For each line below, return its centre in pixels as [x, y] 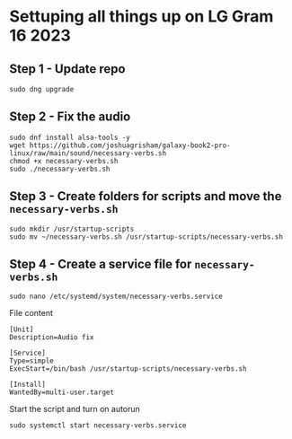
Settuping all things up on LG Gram [142, 17]
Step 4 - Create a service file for [101, 264]
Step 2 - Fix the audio [70, 117]
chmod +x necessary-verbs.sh [64, 161]
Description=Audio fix [52, 338]
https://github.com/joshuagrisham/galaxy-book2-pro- [130, 145]
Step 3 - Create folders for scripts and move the [146, 196]
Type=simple [31, 361]
